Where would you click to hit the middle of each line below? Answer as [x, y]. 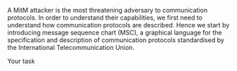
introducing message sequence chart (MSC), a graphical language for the [115, 32]
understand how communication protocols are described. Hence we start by [118, 25]
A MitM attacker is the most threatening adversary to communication [108, 10]
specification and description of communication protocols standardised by [116, 40]
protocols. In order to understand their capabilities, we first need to [105, 18]
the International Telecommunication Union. [71, 47]
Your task [21, 61]
